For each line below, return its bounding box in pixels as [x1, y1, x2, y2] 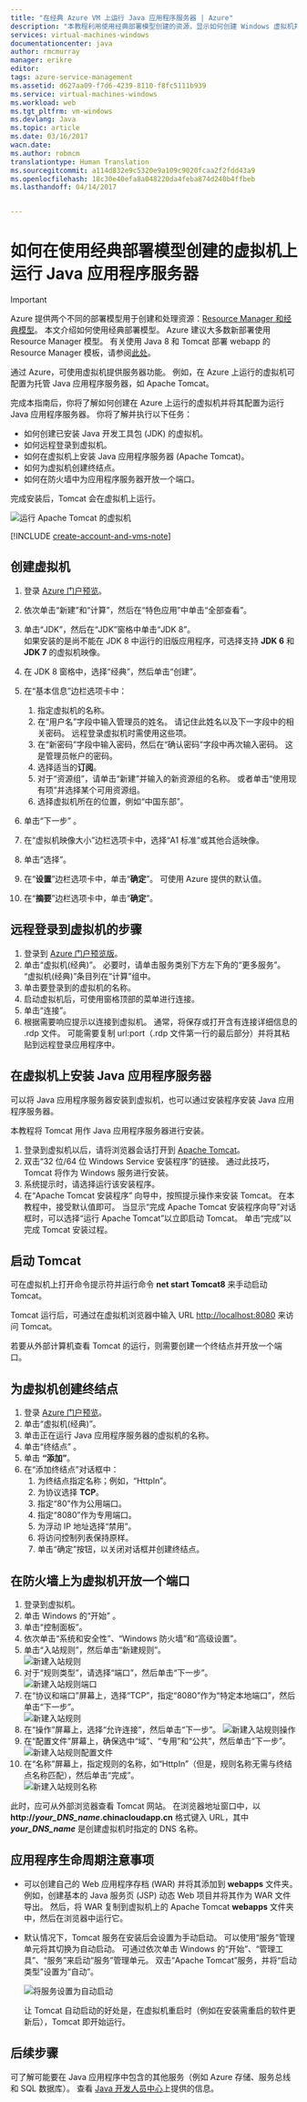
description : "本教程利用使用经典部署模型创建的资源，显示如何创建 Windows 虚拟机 [10, 22, 294, 31]
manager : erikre [10, 56, 72, 65]
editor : [10, 65, 40, 74]
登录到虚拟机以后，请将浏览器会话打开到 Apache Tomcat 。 [23, 1144, 245, 1155]
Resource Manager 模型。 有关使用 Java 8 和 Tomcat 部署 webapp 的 [10, 336, 271, 347]
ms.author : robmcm [10, 149, 80, 158]
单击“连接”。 [23, 1004, 72, 1016]
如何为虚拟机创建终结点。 [23, 462, 120, 474]
